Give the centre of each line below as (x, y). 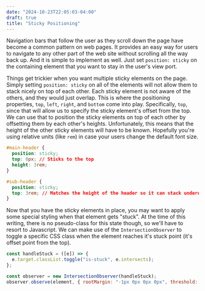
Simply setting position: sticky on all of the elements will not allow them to (102, 85)
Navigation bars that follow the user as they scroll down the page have (95, 41)
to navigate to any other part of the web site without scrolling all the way (97, 54)
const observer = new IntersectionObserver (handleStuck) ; (81, 276)
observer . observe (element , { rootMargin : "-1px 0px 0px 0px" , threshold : (102, 282)
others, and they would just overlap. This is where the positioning (88, 98)
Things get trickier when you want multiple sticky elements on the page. (97, 78)
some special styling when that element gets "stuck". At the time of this (96, 217)
